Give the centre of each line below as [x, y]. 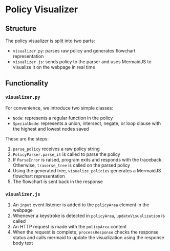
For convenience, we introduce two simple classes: [59, 108]
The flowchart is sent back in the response [58, 182]
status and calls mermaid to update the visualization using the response [89, 237]
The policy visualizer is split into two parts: [50, 41]
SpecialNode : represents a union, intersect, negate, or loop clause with [87, 123]
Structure [21, 29]
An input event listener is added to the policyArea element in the [81, 205]
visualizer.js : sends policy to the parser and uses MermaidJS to [82, 62]
